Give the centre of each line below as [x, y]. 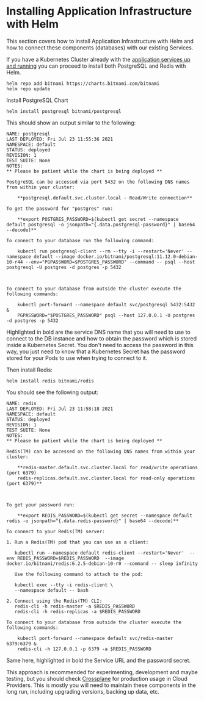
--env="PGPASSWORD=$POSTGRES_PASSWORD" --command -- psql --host [110, 262]
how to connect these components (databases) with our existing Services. [100, 48]
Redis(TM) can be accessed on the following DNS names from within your [101, 451]
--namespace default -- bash [51, 590]
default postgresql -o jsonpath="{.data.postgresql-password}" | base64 [101, 225]
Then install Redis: [30, 370]
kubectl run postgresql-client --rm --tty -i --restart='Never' [101, 251]
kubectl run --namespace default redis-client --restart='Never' [99, 553]
